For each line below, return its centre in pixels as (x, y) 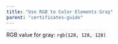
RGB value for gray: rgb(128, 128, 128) (56, 34)
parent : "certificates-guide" (45, 17)
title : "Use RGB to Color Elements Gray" (60, 12)
